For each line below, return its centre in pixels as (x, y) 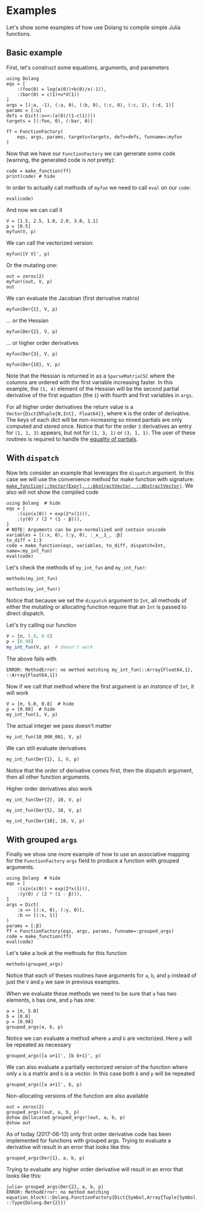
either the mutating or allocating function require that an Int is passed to (97, 607)
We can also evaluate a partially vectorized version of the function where (97, 1067)
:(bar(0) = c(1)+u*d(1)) (48, 95)
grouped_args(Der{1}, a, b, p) (46, 1158)
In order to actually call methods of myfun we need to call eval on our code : (99, 187)
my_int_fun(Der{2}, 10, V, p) (44, 800)
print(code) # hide (31, 176)
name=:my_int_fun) (29, 551)
